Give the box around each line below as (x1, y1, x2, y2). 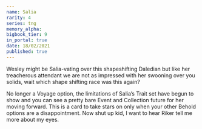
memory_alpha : (6, 26, 42, 32)
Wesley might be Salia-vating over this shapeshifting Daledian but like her (6, 65, 190, 72)
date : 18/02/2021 (6, 43, 50, 49)
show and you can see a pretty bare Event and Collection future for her (6, 96, 184, 103)
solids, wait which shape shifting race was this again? (6, 78, 141, 85)
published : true (6, 49, 47, 55)
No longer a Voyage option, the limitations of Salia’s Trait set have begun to (6, 89, 194, 97)
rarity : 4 (6, 15, 32, 21)
